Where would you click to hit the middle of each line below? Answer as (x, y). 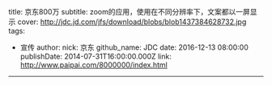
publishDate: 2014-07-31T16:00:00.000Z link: (96, 56)
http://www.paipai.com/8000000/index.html (93, 65)
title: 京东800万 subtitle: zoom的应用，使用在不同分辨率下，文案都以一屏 (130, 12)
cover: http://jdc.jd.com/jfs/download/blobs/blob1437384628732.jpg (132, 22)
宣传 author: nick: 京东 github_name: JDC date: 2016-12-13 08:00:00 (134, 47)
